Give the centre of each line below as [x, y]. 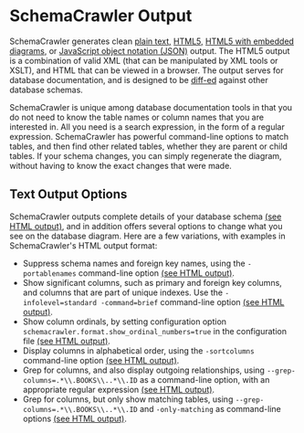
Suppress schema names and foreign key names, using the [134, 263]
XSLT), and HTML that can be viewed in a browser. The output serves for [147, 70]
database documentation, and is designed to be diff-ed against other [139, 79]
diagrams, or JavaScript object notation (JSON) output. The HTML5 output [150, 50]
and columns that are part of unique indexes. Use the [123, 292]
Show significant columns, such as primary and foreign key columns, [152, 282]
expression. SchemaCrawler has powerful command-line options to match [149, 136]
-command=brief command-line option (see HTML [192, 301]
